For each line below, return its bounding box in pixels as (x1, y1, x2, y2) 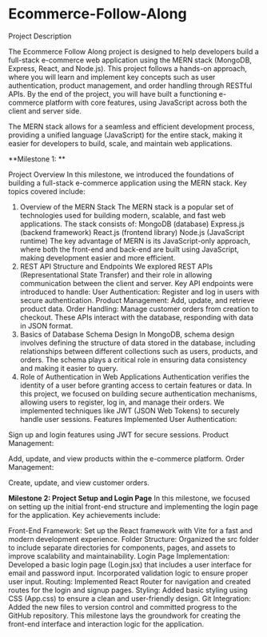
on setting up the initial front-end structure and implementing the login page (8, 501, 258, 512)
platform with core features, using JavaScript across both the (45, 98, 248, 107)
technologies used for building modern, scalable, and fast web (19, 210, 226, 220)
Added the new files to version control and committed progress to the (8, 602, 237, 611)
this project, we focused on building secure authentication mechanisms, (19, 388, 257, 398)
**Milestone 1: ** (8, 153, 66, 164)
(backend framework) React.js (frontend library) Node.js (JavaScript (19, 227, 245, 237)
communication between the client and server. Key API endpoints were (19, 278, 253, 288)
